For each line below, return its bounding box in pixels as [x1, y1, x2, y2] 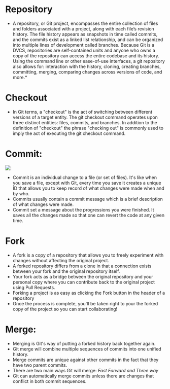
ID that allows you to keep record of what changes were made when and [12, 185, 164, 191]
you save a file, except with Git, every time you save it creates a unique [12, 180, 161, 186]
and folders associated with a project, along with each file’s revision [12, 25, 155, 31]
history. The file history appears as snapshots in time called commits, [12, 31, 158, 37]
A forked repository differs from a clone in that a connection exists [12, 263, 152, 269]
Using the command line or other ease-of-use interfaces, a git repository [12, 58, 165, 64]
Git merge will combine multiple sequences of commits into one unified [12, 346, 161, 352]
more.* [12, 74, 27, 80]
